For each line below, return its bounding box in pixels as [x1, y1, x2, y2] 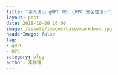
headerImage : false [6, 31, 56, 37]
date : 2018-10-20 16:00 [6, 20, 67, 26]
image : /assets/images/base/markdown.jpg [6, 25, 113, 32]
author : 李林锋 [6, 59, 42, 65]
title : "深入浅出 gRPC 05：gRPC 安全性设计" [6, 8, 111, 15]
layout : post [6, 15, 39, 21]
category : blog [6, 54, 45, 60]
